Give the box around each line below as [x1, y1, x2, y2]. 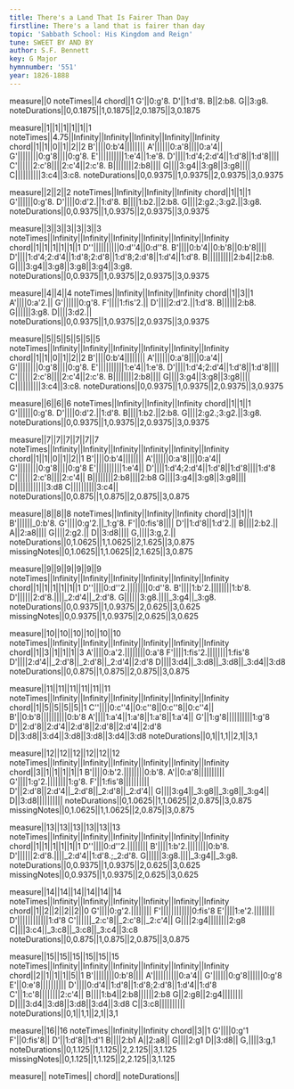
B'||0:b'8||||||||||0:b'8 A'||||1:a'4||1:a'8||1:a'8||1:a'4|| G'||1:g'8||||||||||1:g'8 [9, 711, 270, 722]
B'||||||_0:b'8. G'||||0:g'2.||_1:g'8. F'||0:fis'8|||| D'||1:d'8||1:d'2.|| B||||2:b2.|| [9, 518, 279, 528]
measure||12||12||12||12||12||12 [9, 748, 120, 758]
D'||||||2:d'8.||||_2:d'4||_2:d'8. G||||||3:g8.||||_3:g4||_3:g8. [9, 592, 216, 602]
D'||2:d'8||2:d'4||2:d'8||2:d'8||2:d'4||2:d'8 [9, 721, 162, 732]
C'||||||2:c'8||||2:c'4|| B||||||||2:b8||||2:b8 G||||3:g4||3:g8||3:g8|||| [9, 471, 247, 482]
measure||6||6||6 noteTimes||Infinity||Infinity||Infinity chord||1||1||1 [9, 397, 251, 408]
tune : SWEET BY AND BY [9, 37, 94, 47]
